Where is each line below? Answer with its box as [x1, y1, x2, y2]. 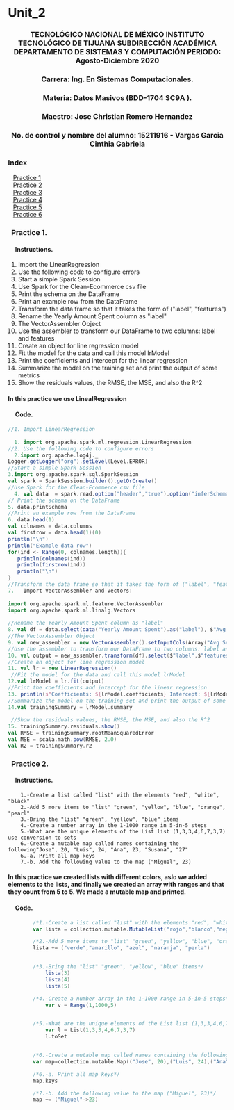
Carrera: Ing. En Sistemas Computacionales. [41, 74, 194, 84]
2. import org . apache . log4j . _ [14, 452, 99, 459]
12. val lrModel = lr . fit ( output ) [8, 678, 105, 685]
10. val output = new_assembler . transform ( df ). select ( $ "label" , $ [8, 652, 201, 659]
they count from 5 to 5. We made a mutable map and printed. [8, 888, 187, 896]
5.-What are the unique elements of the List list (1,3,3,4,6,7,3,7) [20, 828, 226, 835]
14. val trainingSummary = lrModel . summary [8, 703, 133, 710]
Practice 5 [12, 203, 42, 211]
